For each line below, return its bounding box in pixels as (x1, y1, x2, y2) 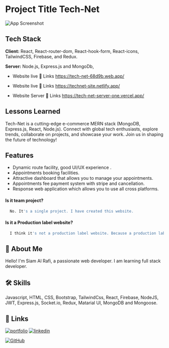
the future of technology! (5, 136, 57, 143)
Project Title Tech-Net (5, 4, 100, 15)
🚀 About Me (5, 244, 43, 253)
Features (5, 151, 34, 160)
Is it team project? (5, 197, 44, 203)
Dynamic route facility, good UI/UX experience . (12, 165, 112, 171)
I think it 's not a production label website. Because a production (10, 231, 156, 236)
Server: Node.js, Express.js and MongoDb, (5, 63, 94, 69)
